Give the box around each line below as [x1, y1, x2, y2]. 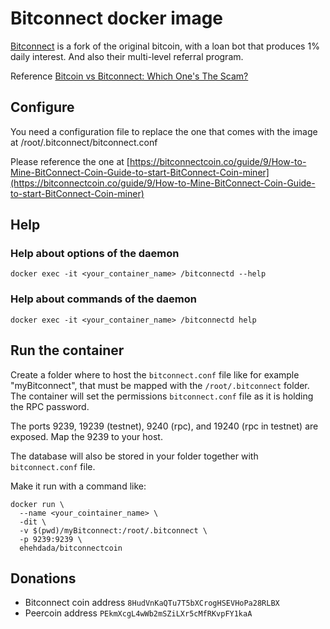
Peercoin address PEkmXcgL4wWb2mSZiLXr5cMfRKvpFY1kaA [24, 607, 253, 619]
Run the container [10, 342, 125, 359]
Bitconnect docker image [10, 7, 224, 30]
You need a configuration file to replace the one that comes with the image [10, 125, 318, 137]
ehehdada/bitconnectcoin [19, 543, 123, 553]
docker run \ [10, 499, 65, 509]
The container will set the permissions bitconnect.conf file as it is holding [10, 390, 314, 402]
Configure [10, 99, 75, 116]
